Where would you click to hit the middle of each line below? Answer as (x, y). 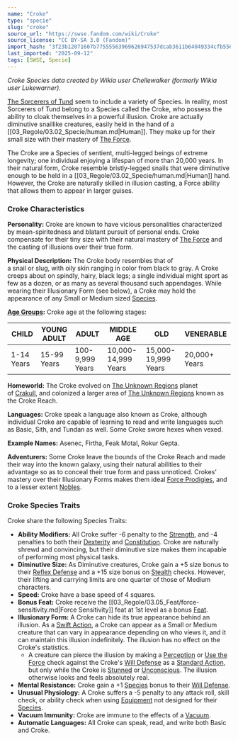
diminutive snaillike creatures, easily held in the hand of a (91, 124)
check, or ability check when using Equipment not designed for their (117, 700)
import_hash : (27, 47)
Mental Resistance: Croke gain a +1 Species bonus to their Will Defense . (124, 685)
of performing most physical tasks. (68, 557)
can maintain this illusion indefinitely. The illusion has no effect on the (119, 640)
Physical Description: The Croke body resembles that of (90, 261)
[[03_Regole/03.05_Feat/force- (154, 602)
